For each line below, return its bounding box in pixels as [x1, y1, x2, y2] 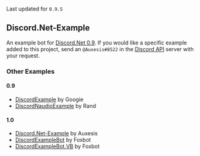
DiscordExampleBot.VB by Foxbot [15, 143, 100, 150]
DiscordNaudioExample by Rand [15, 102, 96, 109]
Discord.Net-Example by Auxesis [15, 130, 98, 137]
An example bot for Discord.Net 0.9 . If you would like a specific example [6, 39, 187, 46]
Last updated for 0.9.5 [6, 5, 63, 12]
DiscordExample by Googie [15, 96, 84, 103]
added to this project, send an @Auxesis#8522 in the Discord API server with [6, 45, 194, 52]
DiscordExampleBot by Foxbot [15, 136, 91, 144]
